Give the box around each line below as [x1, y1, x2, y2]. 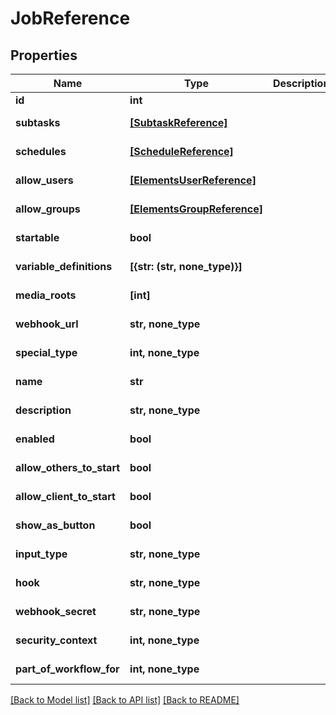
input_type [15, 547, 68, 561]
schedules [15, 145, 67, 158]
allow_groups [15, 202, 81, 216]
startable [15, 231, 60, 244]
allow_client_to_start [15, 490, 116, 503]
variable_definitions [15, 260, 113, 273]
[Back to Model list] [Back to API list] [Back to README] [10, 694, 240, 706]
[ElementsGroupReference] [129, 202, 263, 216]
